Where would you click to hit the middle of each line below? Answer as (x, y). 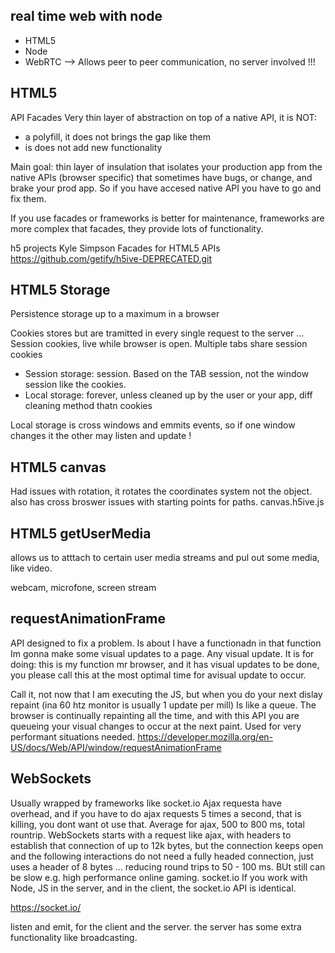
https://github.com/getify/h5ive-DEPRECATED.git (111, 258)
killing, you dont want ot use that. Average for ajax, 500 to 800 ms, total (157, 824)
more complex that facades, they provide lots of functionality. (137, 228)
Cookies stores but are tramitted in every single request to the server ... (157, 333)
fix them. (28, 198)
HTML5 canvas (58, 467)
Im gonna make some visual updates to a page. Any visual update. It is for (162, 653)
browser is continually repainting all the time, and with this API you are (155, 715)
